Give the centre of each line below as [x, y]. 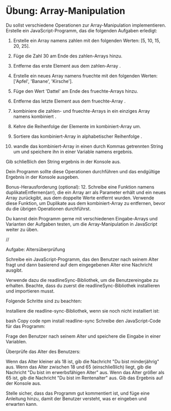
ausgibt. [14, 270]
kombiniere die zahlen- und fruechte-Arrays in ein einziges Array [81, 111]
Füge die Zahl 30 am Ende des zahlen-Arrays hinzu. [68, 56]
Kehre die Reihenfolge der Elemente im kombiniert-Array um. [77, 126]
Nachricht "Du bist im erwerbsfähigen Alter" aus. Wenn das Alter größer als [85, 372]
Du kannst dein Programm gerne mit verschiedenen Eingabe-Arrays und [82, 218]
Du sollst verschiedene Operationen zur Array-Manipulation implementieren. [86, 25]
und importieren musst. [30, 291]
